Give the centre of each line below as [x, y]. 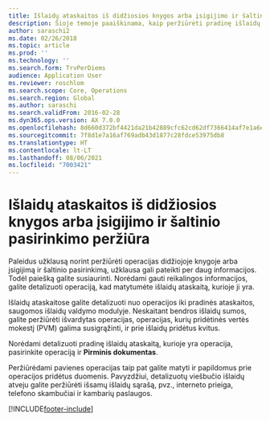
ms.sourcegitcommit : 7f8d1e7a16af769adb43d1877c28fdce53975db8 [117, 135]
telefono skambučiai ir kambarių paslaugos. [80, 394]
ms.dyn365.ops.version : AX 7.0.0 [64, 121]
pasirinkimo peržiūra [79, 239]
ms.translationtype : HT [48, 143]
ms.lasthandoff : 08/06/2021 [55, 157]
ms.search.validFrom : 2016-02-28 [64, 113]
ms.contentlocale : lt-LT [50, 150]
